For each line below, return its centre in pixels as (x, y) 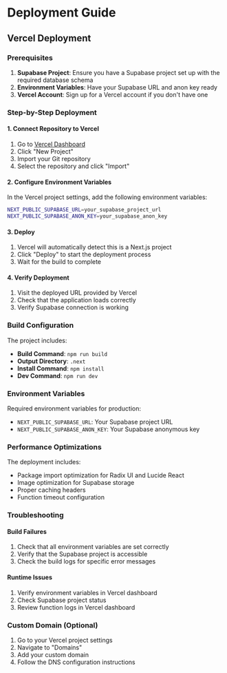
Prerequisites (30, 58)
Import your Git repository (54, 159)
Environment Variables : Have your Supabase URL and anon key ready (117, 87)
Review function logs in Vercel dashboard (76, 607)
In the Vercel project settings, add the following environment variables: (107, 197)
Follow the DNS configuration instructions (76, 662)
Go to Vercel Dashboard (51, 144)
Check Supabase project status (62, 600)
